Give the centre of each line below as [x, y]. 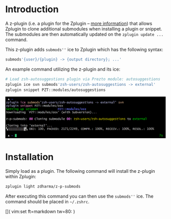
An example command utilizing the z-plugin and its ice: [63, 69]
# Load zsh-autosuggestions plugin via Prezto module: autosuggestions [83, 79]
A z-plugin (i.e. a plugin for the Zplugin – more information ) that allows [79, 23]
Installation [30, 157]
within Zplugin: [21, 176]
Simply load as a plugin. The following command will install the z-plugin [80, 171]
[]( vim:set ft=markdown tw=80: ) [40, 211]
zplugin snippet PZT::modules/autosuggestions [55, 90]
